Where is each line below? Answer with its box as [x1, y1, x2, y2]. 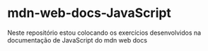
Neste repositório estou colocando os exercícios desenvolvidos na [7, 28, 202, 37]
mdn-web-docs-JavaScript [7, 5, 172, 21]
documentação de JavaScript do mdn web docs [7, 35, 147, 44]
